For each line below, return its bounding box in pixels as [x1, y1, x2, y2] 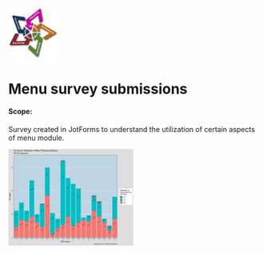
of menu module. [8, 133, 65, 143]
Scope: [8, 106, 33, 116]
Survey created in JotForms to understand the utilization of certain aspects [8, 124, 256, 134]
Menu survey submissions [8, 79, 188, 98]
